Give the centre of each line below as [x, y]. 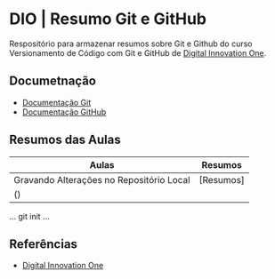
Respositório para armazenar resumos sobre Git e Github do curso [131, 44]
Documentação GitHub [64, 112]
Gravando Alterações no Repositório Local [102, 179]
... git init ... [30, 216]
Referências [44, 244]
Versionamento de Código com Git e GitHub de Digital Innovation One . [138, 52]
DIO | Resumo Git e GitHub [108, 19]
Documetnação [53, 81]
